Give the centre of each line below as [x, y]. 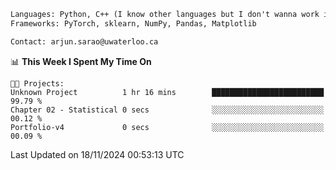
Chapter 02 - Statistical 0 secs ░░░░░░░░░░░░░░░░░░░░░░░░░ [167, 110]
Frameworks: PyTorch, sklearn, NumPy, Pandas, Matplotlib [133, 23]
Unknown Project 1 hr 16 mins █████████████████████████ [167, 92]
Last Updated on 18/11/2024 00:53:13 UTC [97, 154]
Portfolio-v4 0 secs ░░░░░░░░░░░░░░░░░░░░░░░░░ [167, 127]
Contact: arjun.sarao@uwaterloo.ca [84, 41]
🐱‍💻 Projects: [37, 83]
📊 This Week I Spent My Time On [81, 61]
